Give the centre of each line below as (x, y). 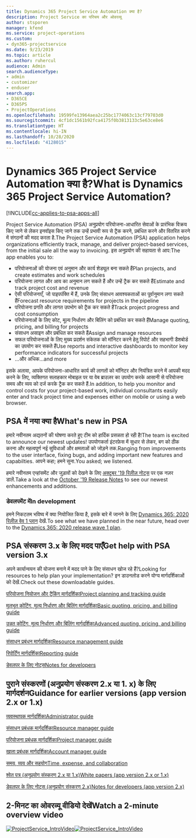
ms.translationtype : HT (35, 126)
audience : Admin (26, 66)
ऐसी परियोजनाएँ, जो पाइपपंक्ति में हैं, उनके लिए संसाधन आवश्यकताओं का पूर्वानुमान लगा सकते (99, 294)
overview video (35, 815)
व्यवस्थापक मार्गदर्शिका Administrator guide (50, 717)
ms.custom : (19, 39)
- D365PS (17, 104)
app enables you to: (30, 257)
